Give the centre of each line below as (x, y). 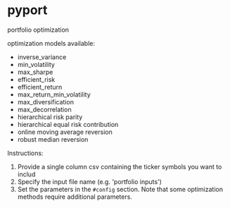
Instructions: (25, 153)
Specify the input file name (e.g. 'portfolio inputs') (89, 181)
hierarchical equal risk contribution (68, 124)
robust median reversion (53, 139)
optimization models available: (51, 43)
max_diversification (45, 102)
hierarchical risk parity (50, 117)
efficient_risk (36, 79)
